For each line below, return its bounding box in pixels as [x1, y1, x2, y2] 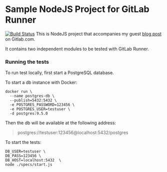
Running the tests [5, 58, 49, 65]
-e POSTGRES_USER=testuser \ [9, 107, 70, 112]
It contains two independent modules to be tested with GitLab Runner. [5, 46, 149, 52]
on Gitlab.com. [5, 36, 35, 42]
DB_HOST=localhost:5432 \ [5, 158, 61, 163]
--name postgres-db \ [9, 94, 55, 99]
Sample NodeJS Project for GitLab [5, 4, 149, 15]
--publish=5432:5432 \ [9, 98, 57, 103]
